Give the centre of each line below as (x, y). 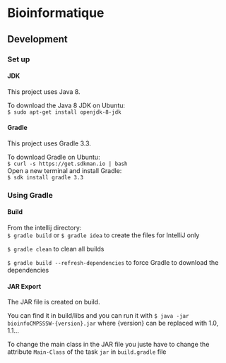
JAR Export (24, 286)
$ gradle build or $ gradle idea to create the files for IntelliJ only (103, 235)
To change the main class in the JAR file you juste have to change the (108, 345)
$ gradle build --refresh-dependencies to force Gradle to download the (113, 263)
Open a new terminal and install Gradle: (65, 170)
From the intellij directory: (44, 228)
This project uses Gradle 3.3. (49, 143)
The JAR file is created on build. (54, 302)
